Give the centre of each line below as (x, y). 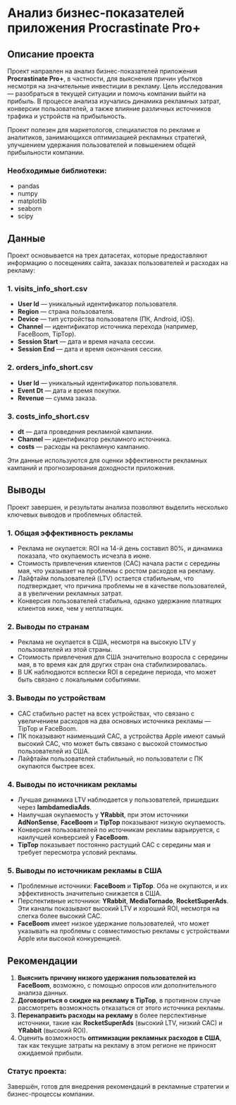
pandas (29, 186)
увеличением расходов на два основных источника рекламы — (114, 721)
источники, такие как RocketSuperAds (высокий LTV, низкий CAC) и (120, 1023)
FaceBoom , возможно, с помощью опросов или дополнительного (117, 986)
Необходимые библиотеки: (57, 170)
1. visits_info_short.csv (48, 289)
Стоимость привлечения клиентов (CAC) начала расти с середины (119, 563)
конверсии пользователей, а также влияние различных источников (109, 109)
